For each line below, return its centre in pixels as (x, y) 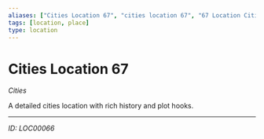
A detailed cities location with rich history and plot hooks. (101, 106)
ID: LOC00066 (31, 128)
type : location (33, 30)
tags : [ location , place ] (49, 23)
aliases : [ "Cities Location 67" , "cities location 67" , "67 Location (125, 15)
